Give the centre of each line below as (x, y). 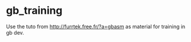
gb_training (34, 11)
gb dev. (15, 32)
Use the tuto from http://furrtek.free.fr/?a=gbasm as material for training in (96, 26)
